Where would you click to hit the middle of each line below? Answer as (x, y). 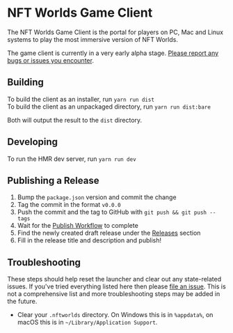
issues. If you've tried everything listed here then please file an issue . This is (116, 286)
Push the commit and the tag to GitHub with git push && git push (112, 212)
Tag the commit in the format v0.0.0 (69, 205)
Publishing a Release (53, 180)
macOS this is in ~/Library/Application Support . (87, 323)
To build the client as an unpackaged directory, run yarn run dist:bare (109, 107)
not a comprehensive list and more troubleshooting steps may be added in (114, 294)
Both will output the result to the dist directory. (75, 120)
